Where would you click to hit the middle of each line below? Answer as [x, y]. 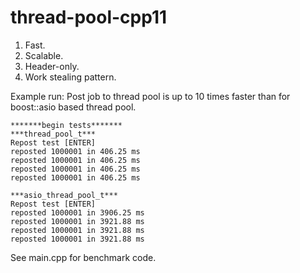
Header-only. [52, 66]
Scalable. [44, 55]
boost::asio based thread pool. [73, 107]
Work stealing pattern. [70, 77]
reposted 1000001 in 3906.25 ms [77, 212]
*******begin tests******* [66, 125]
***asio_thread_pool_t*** [64, 195]
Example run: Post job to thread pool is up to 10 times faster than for [150, 96]
